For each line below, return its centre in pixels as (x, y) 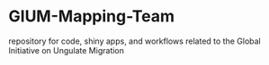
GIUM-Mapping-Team (92, 16)
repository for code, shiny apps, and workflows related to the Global (135, 41)
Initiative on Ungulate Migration (67, 50)
